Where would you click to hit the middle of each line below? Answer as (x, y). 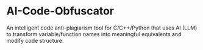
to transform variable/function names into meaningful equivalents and (94, 34)
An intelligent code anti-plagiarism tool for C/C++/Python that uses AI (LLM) (102, 28)
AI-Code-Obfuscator (60, 11)
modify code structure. (35, 40)
